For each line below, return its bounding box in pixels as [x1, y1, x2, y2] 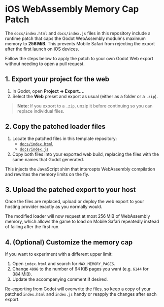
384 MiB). [12, 271, 33, 277]
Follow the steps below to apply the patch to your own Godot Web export [5, 55, 154, 61]
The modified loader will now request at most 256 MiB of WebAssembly [5, 213, 150, 219]
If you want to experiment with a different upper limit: [5, 251, 113, 257]
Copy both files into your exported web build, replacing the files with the [12, 151, 159, 157]
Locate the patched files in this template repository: [12, 136, 117, 141]
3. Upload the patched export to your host [5, 185, 136, 194]
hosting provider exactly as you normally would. [5, 204, 102, 210]
